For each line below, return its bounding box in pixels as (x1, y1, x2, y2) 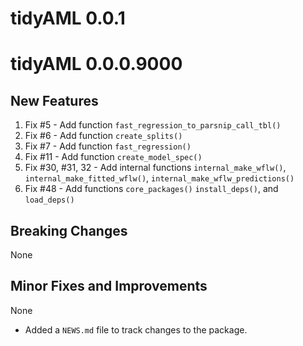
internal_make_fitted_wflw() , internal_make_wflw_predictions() (24, 172, 295, 184)
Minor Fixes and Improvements (10, 278, 208, 295)
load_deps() (24, 195, 75, 206)
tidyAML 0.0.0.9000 (10, 53, 183, 76)
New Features (10, 92, 99, 109)
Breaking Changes (10, 222, 128, 239)
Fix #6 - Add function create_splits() (24, 130, 183, 142)
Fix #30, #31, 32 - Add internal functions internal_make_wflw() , (24, 162, 287, 174)
